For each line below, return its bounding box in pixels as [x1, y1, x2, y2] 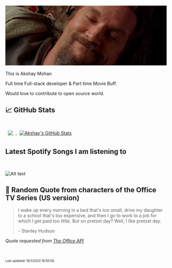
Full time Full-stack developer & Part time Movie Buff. [5, 80, 117, 86]
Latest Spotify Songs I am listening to [5, 147, 127, 156]
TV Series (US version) [5, 193, 80, 202]
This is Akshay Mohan [5, 70, 52, 77]
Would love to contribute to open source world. [5, 90, 105, 96]
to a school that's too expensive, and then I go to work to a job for [17, 213, 157, 219]
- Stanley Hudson [17, 228, 55, 234]
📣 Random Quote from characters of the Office [5, 185, 157, 194]
